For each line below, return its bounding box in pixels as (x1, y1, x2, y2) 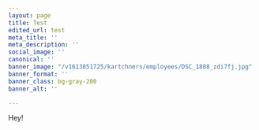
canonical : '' (8, 56, 55, 64)
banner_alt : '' (8, 84, 58, 93)
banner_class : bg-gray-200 (8, 77, 97, 85)
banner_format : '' (8, 70, 69, 78)
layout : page (8, 11, 51, 20)
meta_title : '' (8, 33, 58, 42)
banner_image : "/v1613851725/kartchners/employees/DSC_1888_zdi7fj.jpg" (8, 63, 253, 71)
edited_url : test (8, 26, 66, 34)
